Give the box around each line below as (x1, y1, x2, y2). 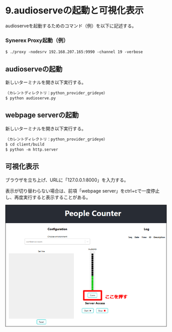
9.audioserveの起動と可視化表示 (5, 5, 144, 16)
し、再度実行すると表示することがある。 (5, 194, 91, 200)
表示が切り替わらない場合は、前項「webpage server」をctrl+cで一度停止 (5, 188, 160, 194)
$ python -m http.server (5, 147, 58, 152)
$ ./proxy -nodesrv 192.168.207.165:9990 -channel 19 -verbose (5, 49, 143, 54)
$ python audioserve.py (5, 96, 56, 101)
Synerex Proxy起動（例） (5, 36, 69, 44)
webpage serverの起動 (5, 111, 79, 120)
